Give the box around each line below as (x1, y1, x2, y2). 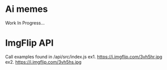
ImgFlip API (5, 37, 54, 49)
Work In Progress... (5, 20, 45, 26)
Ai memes (5, 3, 48, 15)
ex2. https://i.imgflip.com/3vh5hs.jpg (5, 59, 82, 65)
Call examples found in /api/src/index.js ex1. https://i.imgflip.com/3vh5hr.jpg (5, 54, 162, 60)
